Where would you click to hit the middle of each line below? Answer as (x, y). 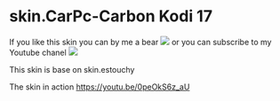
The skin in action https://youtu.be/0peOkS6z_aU (100, 87)
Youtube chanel (38, 52)
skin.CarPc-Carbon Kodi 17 (111, 16)
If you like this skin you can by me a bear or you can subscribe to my (140, 42)
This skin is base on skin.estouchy (72, 69)
